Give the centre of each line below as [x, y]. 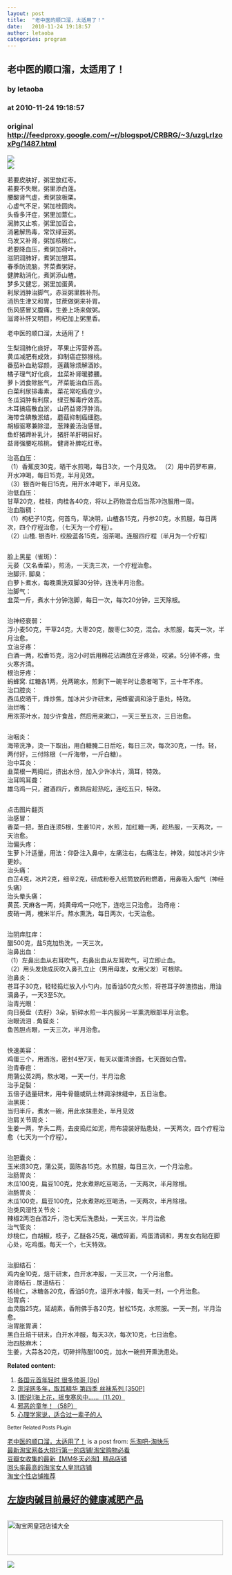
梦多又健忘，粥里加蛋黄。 [43, 283]
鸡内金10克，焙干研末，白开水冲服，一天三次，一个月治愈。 [92, 1274]
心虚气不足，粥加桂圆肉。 [43, 206]
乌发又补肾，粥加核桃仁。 [43, 240]
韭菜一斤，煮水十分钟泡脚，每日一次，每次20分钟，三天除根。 [96, 599]
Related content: [32, 1365]
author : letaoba [30, 33]
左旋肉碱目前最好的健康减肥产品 [75, 1500]
